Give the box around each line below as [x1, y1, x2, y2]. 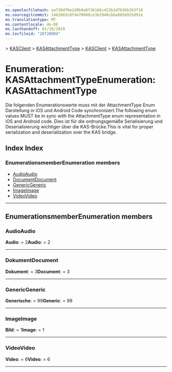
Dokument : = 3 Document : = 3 [5, 268, 70, 274]
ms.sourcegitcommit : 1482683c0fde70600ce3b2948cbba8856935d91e [5, 12, 143, 17]
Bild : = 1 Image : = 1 [5, 327, 45, 333]
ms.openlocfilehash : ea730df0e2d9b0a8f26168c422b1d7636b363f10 [5, 7, 143, 13]
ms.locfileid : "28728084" [5, 31, 60, 36]
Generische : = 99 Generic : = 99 [5, 297, 73, 303]
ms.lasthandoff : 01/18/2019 [5, 27, 66, 32]
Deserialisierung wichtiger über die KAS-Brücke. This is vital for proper [5, 123, 154, 129]
